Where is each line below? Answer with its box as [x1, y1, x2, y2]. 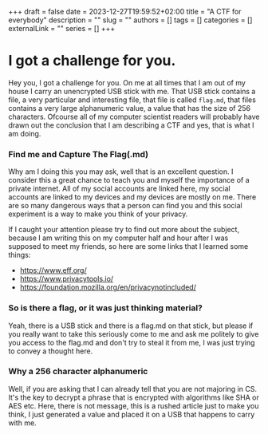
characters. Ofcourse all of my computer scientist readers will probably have [8, 112, 260, 121]
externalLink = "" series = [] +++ [8, 24, 116, 33]
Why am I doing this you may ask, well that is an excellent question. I [8, 167, 234, 176]
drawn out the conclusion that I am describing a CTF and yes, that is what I [8, 120, 254, 130]
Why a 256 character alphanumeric [8, 366, 148, 377]
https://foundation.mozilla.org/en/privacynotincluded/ [19, 282, 197, 292]
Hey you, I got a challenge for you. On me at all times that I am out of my [8, 77, 246, 87]
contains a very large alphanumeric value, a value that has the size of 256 [8, 103, 251, 112]
